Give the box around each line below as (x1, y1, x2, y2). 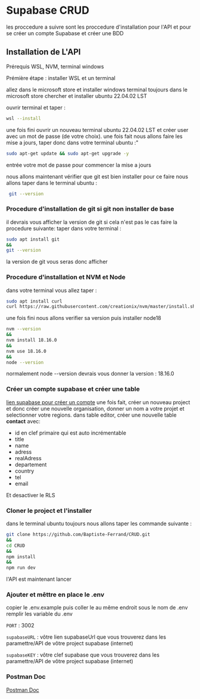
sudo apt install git (6, 236, 60, 242)
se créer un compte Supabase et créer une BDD (6, 29, 124, 36)
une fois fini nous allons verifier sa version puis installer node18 (6, 315, 162, 322)
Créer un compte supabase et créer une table (6, 385, 140, 393)
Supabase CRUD (6, 4, 89, 17)
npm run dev (6, 565, 36, 571)
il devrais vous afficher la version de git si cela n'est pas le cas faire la (6, 218, 177, 226)
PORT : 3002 (6, 622, 35, 629)
